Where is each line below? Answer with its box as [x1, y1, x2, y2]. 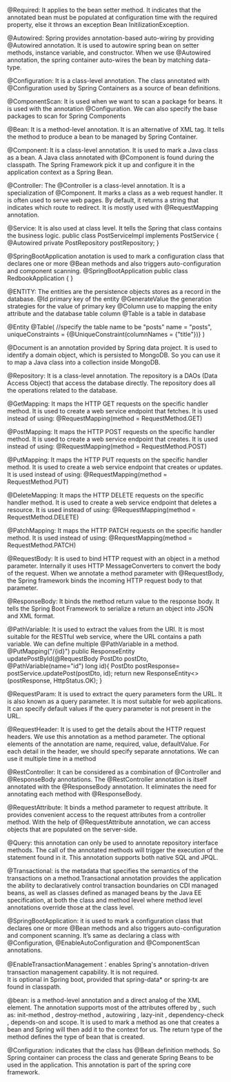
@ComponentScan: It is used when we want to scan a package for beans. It [7, 97, 223, 106]
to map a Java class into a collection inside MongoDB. [7, 358, 161, 366]
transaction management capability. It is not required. [7, 968, 159, 976]
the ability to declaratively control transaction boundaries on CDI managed [7, 881, 219, 889]
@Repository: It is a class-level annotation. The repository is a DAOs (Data [7, 372, 218, 380]
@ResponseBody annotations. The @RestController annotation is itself [7, 776, 208, 783]
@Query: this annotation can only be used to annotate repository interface [7, 838, 219, 847]
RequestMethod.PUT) [7, 478, 69, 486]
